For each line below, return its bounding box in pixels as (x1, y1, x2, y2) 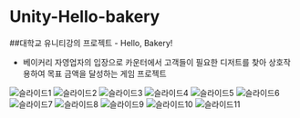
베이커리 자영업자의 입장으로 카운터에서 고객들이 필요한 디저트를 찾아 (22, 56, 267, 67)
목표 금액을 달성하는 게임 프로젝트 (47, 68, 167, 79)
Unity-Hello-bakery (9, 6, 160, 27)
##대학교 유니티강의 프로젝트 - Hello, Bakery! (9, 37, 173, 48)
